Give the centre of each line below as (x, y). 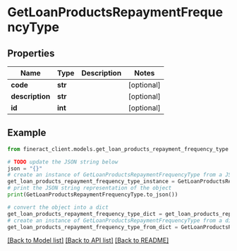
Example (27, 133)
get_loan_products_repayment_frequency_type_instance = (91, 182)
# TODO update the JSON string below (63, 162)
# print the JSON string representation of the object (90, 188)
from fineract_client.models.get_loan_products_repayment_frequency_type (118, 149)
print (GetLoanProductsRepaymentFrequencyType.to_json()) (93, 195)
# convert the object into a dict (58, 207)
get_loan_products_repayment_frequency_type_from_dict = (93, 227)
